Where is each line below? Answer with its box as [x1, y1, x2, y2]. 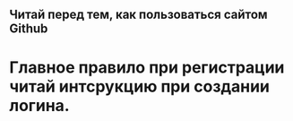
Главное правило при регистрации [9, 57, 285, 77]
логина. [9, 95, 70, 116]
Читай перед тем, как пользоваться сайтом [9, 7, 268, 22]
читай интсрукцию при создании [9, 76, 271, 97]
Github [9, 22, 48, 37]
